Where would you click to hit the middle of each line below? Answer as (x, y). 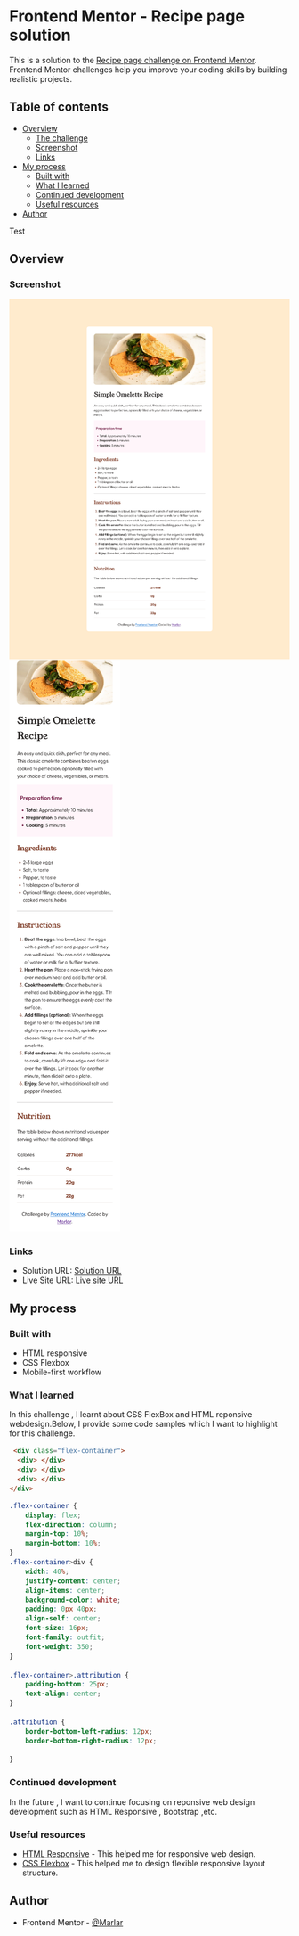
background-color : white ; (73, 1600)
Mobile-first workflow (62, 1372)
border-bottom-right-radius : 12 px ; (91, 1741)
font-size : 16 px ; (57, 1628)
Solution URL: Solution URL (72, 1271)
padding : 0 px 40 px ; (61, 1609)
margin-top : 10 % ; (57, 1534)
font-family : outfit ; (65, 1637)
